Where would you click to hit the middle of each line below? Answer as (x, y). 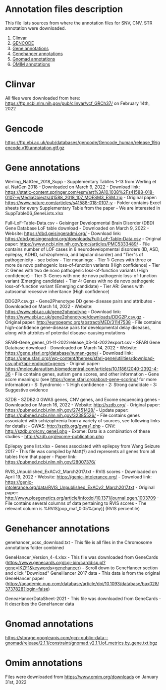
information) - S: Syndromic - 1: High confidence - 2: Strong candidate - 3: (81, 384)
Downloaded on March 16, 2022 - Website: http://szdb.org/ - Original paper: (83, 405)
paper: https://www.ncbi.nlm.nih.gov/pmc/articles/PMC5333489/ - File (78, 244)
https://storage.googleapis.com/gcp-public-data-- (57, 637)
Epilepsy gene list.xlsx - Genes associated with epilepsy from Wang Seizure (83, 446)
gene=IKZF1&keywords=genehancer (42, 568)
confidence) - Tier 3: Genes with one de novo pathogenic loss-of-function (81, 275)
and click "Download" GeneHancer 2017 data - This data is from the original (83, 573)
